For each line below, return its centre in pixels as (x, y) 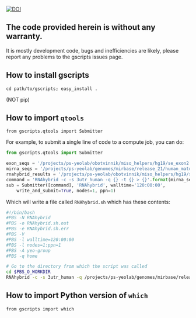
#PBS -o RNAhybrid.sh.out (37, 223)
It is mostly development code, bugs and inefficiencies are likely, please (92, 50)
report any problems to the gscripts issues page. (64, 57)
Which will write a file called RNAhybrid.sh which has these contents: (88, 202)
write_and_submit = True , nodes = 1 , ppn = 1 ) (66, 191)
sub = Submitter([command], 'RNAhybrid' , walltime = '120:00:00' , (86, 185)
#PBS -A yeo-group (28, 250)
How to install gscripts (48, 75)
